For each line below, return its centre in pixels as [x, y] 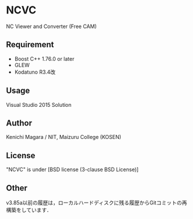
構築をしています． [29, 210]
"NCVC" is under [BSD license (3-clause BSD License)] [72, 169]
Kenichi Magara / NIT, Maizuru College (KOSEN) [64, 137]
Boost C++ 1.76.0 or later [44, 58]
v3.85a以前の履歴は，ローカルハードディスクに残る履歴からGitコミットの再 [97, 203]
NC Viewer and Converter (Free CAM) [52, 26]
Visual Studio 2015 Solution [39, 105]
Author [19, 123]
